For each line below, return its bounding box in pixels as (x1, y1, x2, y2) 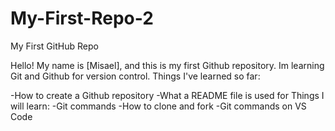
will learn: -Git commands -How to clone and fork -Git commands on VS (10, 100, 307, 112)
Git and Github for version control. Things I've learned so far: (10, 70, 261, 82)
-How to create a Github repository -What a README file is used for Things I (10, 89, 325, 101)
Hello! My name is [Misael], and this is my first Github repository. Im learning (10, 59, 325, 71)
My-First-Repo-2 (10, 7, 154, 30)
